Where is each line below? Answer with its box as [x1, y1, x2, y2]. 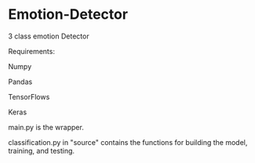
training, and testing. [8, 146, 75, 155]
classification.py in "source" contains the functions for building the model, [8, 137, 248, 147]
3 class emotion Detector [8, 31, 89, 41]
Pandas [8, 77, 33, 86]
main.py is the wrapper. [8, 122, 84, 132]
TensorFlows [8, 92, 50, 101]
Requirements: [8, 46, 55, 56]
